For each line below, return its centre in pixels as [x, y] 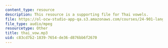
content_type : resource [30, 10]
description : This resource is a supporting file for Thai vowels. [77, 14]
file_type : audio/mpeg [29, 24]
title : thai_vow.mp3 [27, 33]
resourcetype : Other [27, 28]
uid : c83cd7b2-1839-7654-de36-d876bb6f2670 [51, 38]
